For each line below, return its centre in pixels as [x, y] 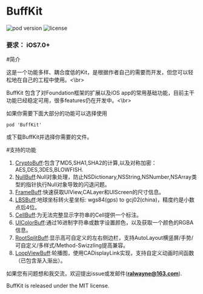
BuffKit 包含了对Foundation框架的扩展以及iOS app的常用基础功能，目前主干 [101, 93]
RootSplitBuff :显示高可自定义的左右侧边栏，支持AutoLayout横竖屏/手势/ [104, 238]
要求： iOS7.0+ [28, 45]
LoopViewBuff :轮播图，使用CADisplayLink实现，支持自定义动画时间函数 [105, 253]
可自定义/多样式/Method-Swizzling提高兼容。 [72, 245]
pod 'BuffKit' [24, 125]
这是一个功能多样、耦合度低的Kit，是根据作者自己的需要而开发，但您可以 [97, 72]
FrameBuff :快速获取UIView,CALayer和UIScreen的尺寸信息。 [90, 192]
